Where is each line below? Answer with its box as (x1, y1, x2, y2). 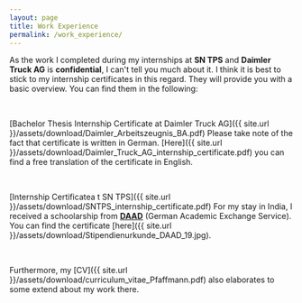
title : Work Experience (9, 22, 99, 31)
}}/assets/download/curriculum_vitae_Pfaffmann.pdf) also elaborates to (9, 274, 275, 285)
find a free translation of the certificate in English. (9, 157, 194, 168)
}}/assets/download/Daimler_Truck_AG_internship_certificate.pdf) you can (9, 147, 285, 158)
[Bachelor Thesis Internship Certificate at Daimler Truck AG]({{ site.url (9, 118, 270, 129)
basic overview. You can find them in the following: (9, 83, 198, 95)
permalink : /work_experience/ (9, 30, 124, 39)
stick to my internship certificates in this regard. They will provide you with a (9, 74, 293, 85)
